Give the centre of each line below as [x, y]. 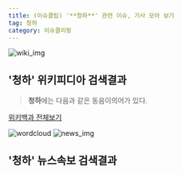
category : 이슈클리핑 [40, 30]
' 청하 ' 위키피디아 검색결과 [67, 80]
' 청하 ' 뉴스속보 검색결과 [63, 160]
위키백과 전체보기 [35, 118]
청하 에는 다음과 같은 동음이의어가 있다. [87, 101]
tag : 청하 [23, 23]
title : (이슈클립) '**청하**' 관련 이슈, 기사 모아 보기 [91, 15]
